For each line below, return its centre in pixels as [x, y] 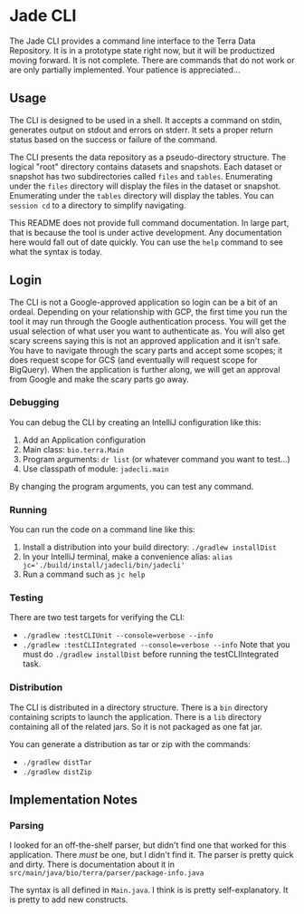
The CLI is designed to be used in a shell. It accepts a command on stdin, [146, 120]
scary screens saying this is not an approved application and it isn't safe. [145, 340]
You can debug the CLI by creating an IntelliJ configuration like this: [135, 422]
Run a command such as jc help [84, 574]
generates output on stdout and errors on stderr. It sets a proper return [141, 130]
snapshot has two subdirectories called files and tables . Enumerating [141, 176]
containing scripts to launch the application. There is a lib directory [136, 716]
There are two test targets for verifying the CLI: [97, 617]
